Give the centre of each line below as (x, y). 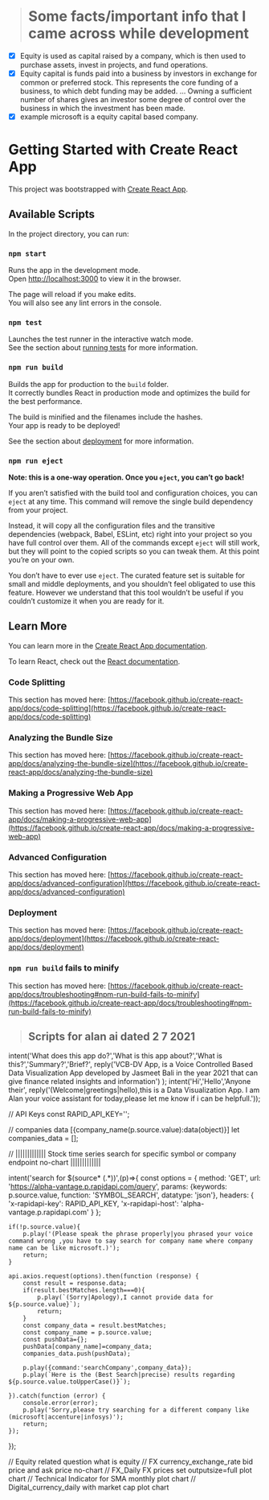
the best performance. (45, 401)
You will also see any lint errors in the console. (85, 303)
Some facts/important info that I (137, 16)
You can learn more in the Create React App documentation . (108, 645)
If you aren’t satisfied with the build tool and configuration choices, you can (133, 493)
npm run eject (36, 461)
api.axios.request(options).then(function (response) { (104, 1276)
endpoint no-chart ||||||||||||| (55, 1163)
